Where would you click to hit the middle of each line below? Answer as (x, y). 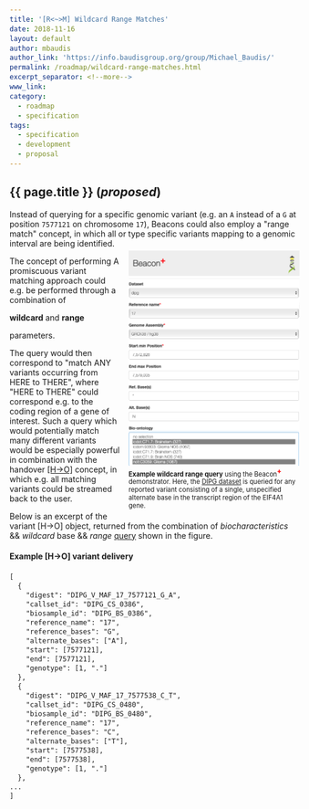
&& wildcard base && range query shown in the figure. (111, 535)
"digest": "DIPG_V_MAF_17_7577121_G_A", (103, 595)
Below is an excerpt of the (58, 516)
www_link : (28, 87)
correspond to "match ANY (61, 362)
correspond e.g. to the (51, 401)
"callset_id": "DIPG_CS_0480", (85, 704)
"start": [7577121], (65, 650)
